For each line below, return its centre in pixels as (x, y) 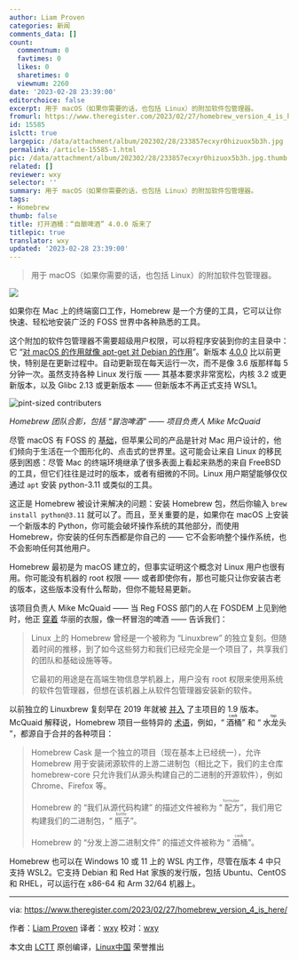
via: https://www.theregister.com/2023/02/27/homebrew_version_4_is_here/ (149, 910)
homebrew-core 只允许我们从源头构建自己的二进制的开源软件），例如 (157, 775)
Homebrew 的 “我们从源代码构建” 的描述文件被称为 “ (127, 808)
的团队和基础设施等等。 (74, 660)
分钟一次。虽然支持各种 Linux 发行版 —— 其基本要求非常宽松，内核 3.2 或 (144, 374)
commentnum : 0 (43, 51)
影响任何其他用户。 (59, 548)
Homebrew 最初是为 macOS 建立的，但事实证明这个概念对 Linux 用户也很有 (147, 567)
